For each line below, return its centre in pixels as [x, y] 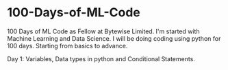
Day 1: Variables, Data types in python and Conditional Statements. [101, 58]
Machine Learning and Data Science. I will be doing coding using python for [114, 38]
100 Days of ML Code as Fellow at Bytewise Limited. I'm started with [103, 31]
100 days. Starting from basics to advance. [67, 46]
